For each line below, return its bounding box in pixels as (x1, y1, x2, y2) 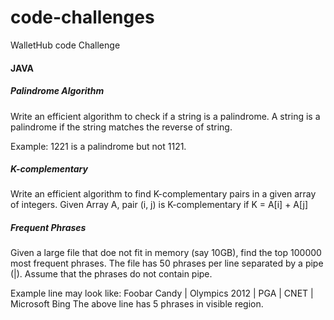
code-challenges (10, 6, 155, 29)
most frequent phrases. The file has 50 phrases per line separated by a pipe (10, 257, 324, 270)
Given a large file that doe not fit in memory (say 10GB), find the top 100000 (10, 247, 322, 259)
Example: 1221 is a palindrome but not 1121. (10, 140, 187, 152)
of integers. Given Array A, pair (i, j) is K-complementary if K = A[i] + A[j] (10, 199, 308, 211)
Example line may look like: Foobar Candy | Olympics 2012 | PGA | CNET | (10, 287, 314, 300)
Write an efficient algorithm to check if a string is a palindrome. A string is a (10, 110, 321, 122)
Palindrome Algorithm (10, 85, 105, 97)
